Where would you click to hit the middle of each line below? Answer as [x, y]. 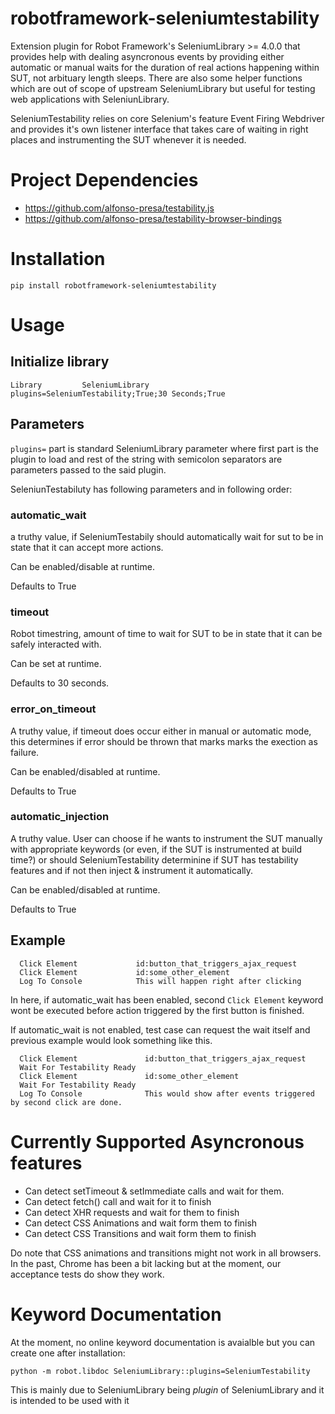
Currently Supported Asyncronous [157, 1141]
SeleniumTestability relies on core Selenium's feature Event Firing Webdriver [167, 118]
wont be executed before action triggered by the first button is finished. [157, 1010]
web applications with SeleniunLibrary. [90, 99]
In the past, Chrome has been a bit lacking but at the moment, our [146, 1263]
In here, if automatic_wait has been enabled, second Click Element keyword [167, 999]
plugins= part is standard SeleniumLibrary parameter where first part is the [164, 448]
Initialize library [60, 362]
